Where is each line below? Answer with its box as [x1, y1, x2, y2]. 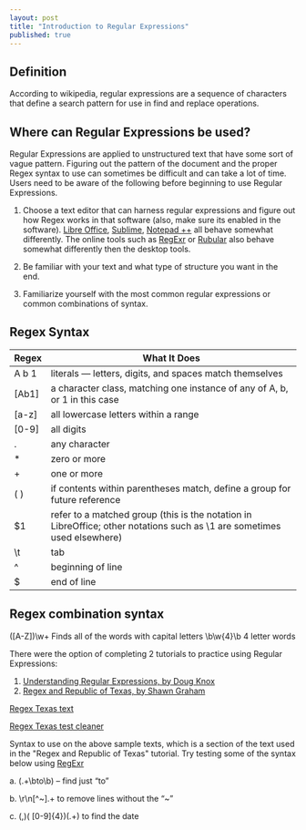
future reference [50, 493, 121, 506]
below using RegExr [9, 757, 85, 768]
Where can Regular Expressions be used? [9, 124, 251, 139]
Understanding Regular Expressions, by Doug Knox [22, 675, 216, 686]
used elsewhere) [50, 530, 123, 543]
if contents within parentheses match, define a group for [50, 482, 291, 495]
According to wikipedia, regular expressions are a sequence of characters [9, 88, 287, 99]
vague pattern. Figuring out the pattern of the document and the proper [9, 159, 278, 169]
